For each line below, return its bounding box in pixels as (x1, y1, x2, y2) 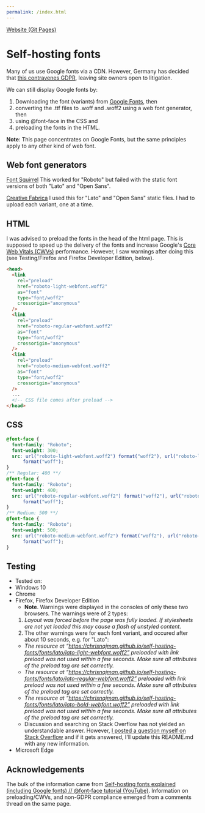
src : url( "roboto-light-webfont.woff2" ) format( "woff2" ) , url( (12, 453, 176, 459)
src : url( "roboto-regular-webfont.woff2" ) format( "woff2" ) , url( (12, 493, 182, 499)
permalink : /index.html (6, 9, 67, 15)
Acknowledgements (6, 764, 85, 774)
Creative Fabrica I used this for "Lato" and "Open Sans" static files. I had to (6, 194, 195, 202)
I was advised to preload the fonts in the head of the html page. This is (6, 235, 184, 242)
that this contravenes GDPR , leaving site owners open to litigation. (6, 74, 173, 81)
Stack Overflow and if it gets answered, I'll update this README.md (24, 733, 194, 741)
